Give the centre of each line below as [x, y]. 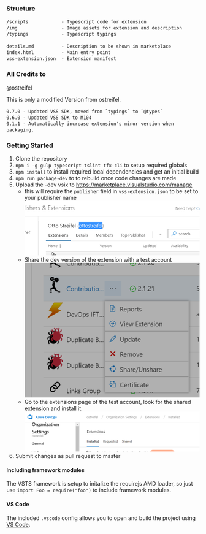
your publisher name [50, 197]
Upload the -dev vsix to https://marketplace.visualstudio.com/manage [104, 185]
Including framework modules [45, 470]
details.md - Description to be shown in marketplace [89, 47]
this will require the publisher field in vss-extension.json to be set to [111, 191]
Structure [21, 9]
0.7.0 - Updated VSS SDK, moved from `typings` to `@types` [85, 112]
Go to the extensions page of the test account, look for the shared [108, 402]
